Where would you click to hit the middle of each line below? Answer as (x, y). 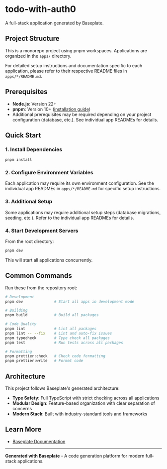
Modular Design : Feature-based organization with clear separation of (84, 403)
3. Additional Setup (29, 202)
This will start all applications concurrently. (49, 260)
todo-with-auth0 (41, 9)
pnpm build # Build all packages (52, 315)
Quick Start (23, 135)
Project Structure (32, 39)
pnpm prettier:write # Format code (44, 361)
